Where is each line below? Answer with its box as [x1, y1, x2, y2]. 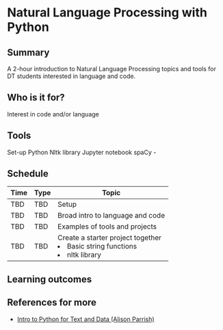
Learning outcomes [7, 273, 92, 285]
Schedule [7, 168, 49, 179]
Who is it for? [7, 92, 65, 103]
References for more [7, 296, 97, 309]
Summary [7, 47, 50, 58]
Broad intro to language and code [57, 211, 166, 220]
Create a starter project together [57, 233, 162, 242]
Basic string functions [67, 242, 137, 251]
